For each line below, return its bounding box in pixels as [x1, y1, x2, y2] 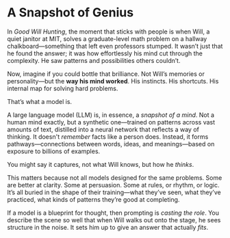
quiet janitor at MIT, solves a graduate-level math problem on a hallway [7, 34, 207, 42]
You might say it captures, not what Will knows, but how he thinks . [7, 160, 194, 168]
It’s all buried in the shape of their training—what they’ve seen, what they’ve [7, 188, 221, 196]
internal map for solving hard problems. [7, 84, 118, 92]
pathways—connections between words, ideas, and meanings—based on [7, 140, 215, 148]
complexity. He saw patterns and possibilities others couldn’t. [7, 56, 181, 64]
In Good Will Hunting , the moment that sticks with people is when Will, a [7, 27, 210, 36]
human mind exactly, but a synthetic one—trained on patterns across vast [7, 118, 216, 126]
